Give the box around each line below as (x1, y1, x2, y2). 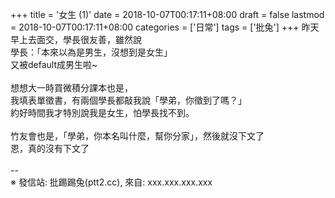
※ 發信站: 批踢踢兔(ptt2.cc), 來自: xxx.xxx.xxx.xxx (10, 176, 213, 188)
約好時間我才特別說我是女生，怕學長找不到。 (10, 107, 195, 118)
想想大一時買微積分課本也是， (10, 82, 133, 93)
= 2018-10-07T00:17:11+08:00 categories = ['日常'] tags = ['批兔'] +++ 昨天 (10, 21, 320, 33)
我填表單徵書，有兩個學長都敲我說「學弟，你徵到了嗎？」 (10, 94, 247, 106)
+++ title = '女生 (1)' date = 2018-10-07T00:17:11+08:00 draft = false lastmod (10, 9, 325, 20)
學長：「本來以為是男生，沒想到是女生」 (10, 46, 173, 58)
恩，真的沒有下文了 (10, 143, 90, 154)
